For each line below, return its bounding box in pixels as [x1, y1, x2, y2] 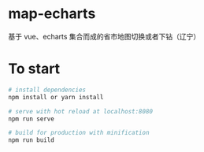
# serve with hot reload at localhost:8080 [8, 107, 154, 115]
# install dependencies [8, 86, 87, 94]
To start [8, 60, 61, 78]
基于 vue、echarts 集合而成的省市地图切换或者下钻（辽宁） [8, 32, 201, 41]
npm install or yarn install [8, 93, 104, 101]
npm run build [8, 136, 55, 144]
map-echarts [8, 5, 96, 23]
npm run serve [8, 115, 55, 123]
